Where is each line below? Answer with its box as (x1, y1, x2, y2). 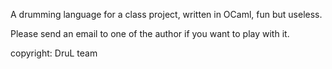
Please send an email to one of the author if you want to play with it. (10, 28, 290, 39)
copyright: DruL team (10, 47, 98, 59)
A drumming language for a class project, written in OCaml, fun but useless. (10, 9, 323, 20)
